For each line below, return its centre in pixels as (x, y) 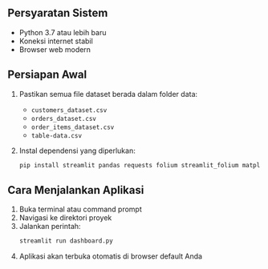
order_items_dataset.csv (73, 127)
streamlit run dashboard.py (66, 241)
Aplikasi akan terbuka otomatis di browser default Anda (110, 256)
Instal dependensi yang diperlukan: (77, 151)
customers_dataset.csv (69, 110)
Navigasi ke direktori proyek (65, 218)
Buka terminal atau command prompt (80, 209)
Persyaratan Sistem (58, 13)
